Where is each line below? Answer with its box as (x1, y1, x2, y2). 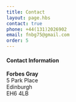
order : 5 (6, 37, 29, 44)
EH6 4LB (6, 90, 29, 97)
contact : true (6, 20, 43, 26)
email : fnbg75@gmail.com (6, 32, 70, 38)
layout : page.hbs (6, 15, 51, 21)
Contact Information (6, 57, 59, 64)
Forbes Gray (6, 70, 39, 77)
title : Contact (6, 9, 45, 15)
